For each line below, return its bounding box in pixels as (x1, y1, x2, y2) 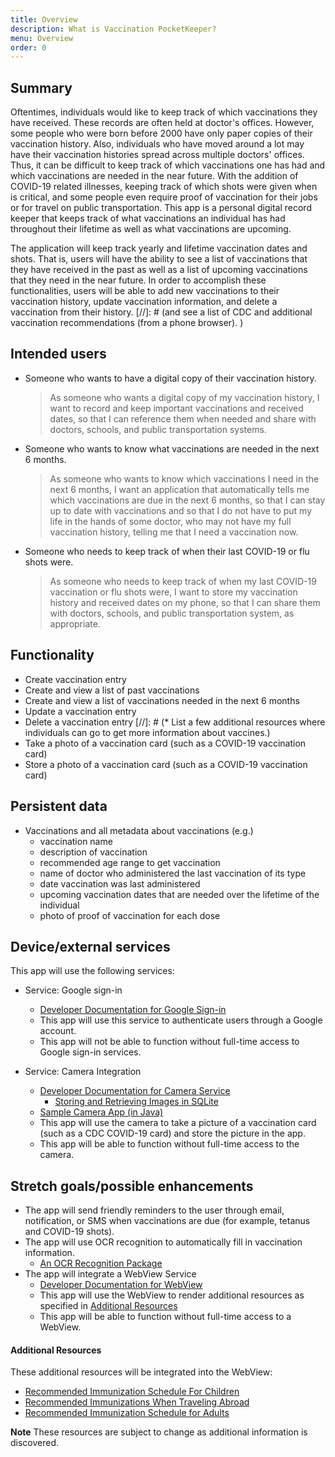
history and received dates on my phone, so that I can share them (49, 596, 321, 608)
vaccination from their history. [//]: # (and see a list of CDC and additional (10, 306, 313, 318)
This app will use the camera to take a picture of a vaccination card (39, 1117, 317, 1129)
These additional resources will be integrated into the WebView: (10, 1366, 273, 1378)
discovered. (10, 1437, 60, 1449)
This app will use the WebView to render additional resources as (39, 1289, 305, 1301)
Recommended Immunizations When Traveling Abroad (24, 1396, 250, 1408)
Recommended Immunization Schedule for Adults (24, 1407, 230, 1419)
